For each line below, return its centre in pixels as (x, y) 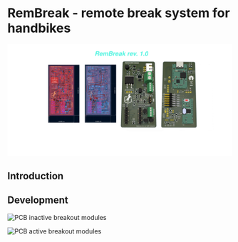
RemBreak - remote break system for (119, 13)
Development (38, 200)
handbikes (39, 28)
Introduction (36, 176)
